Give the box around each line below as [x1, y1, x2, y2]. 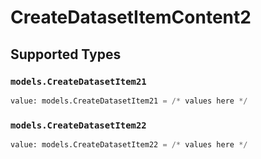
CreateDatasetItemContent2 [10, 6, 252, 29]
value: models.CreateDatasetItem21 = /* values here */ [10, 96, 248, 106]
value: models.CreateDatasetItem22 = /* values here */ [10, 140, 248, 150]
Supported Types [10, 46, 122, 63]
